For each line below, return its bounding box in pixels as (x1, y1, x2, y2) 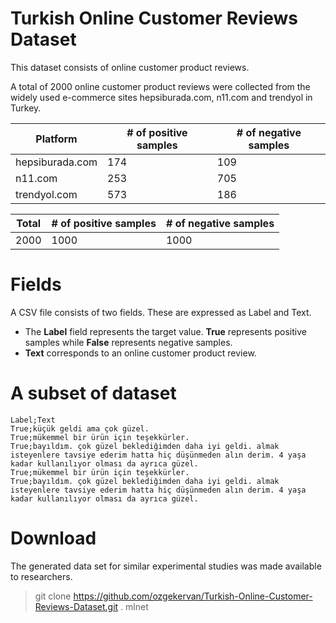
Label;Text (10, 415, 56, 425)
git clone (34, 590, 72, 602)
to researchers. (10, 570, 73, 582)
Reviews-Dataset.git (34, 600, 119, 612)
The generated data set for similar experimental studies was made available (10, 560, 322, 572)
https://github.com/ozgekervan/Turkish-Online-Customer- (73, 590, 313, 602)
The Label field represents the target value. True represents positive (24, 325, 307, 337)
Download (10, 527, 97, 549)
